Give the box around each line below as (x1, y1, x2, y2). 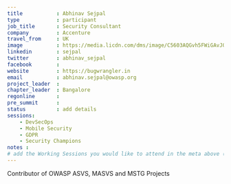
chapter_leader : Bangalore (7, 87, 91, 93)
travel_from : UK (7, 36, 69, 43)
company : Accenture (7, 29, 91, 36)
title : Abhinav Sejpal (7, 10, 107, 17)
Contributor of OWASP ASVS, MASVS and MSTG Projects (7, 169, 170, 177)
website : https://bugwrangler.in (7, 67, 131, 74)
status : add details (7, 106, 97, 113)
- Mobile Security (19, 125, 72, 132)
